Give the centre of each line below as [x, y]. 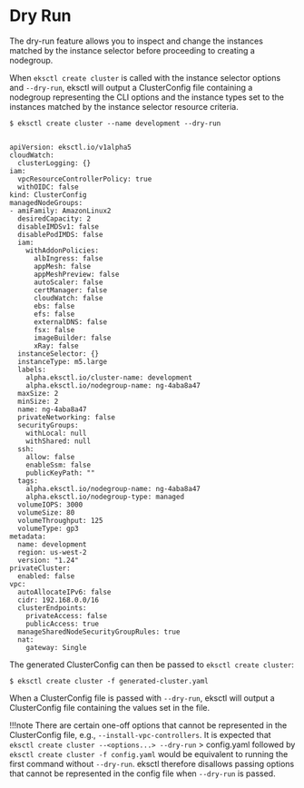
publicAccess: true [63, 624]
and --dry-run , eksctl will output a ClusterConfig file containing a [131, 87]
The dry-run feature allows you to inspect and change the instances [136, 41]
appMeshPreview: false [76, 274]
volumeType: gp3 [48, 528]
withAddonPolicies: [63, 251]
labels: [32, 369]
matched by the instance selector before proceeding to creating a [132, 50]
